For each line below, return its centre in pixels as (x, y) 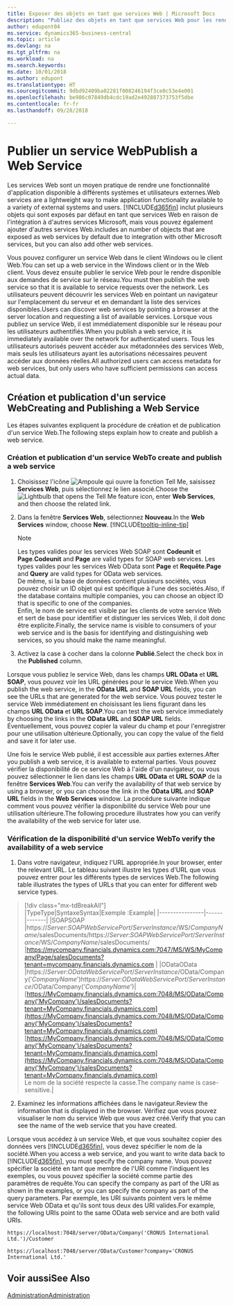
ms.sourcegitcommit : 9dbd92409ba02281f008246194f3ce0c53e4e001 (101, 91)
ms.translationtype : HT (42, 85)
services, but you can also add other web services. (80, 244)
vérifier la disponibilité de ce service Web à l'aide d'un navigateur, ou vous (113, 769)
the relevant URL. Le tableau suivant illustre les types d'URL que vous (116, 870)
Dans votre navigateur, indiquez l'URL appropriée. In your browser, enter (120, 863)
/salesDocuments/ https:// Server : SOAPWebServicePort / (116, 935)
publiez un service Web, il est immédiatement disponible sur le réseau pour (114, 324)
